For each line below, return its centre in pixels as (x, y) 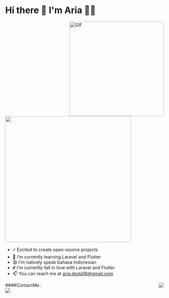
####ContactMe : (24, 285)
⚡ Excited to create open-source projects (55, 250)
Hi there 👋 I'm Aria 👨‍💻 (51, 10)
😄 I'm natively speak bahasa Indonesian (54, 262)
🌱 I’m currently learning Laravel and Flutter (57, 257)
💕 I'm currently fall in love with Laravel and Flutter (64, 267)
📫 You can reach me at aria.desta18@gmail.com (63, 273)
